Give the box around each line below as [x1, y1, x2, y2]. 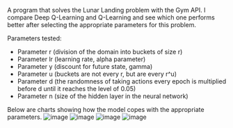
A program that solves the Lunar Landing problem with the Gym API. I [7, 6, 206, 14]
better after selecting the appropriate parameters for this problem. [7, 21, 197, 29]
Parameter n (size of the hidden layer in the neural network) [17, 92, 189, 100]
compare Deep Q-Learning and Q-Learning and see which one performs [7, 13, 216, 22]
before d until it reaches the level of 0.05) [17, 85, 136, 93]
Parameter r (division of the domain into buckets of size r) [17, 48, 183, 56]
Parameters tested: [7, 34, 62, 42]
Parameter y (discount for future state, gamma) [17, 63, 153, 70]
